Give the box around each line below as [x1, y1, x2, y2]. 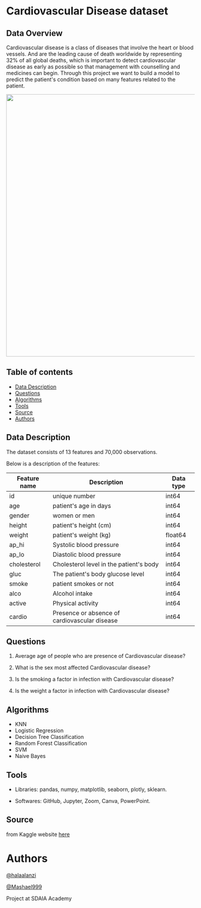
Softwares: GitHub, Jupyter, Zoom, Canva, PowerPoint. [14, 798, 151, 805]
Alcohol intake [53, 589, 93, 597]
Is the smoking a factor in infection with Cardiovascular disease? [14, 676, 175, 683]
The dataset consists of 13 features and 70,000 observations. [6, 448, 157, 455]
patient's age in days [53, 501, 111, 510]
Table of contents [6, 367, 73, 377]
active [9, 599, 27, 607]
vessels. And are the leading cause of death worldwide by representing [6, 50, 182, 58]
